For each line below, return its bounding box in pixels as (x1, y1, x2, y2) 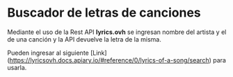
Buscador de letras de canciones (7, 5, 201, 21)
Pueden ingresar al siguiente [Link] (7, 49, 107, 57)
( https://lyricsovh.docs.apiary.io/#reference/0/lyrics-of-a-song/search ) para (7, 55, 226, 64)
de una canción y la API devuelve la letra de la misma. (7, 35, 161, 43)
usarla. (7, 63, 27, 71)
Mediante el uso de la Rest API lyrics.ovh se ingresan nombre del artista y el (7, 28, 227, 36)
